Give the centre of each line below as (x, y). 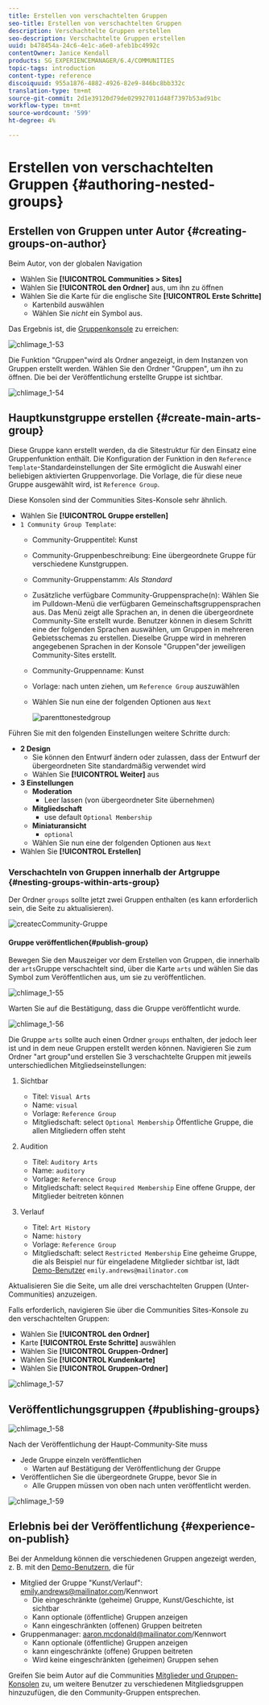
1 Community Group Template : (68, 524)
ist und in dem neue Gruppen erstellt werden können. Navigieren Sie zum (130, 1049)
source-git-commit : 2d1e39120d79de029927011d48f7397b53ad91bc (115, 98)
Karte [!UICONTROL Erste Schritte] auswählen (98, 1343)
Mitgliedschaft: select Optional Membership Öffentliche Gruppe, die (143, 1122)
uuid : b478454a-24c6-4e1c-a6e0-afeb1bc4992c (84, 46)
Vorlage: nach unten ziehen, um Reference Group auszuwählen (136, 686)
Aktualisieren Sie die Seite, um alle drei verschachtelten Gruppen (116, 1286)
